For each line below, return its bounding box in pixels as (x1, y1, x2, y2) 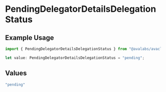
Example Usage (5, 33, 54, 42)
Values (5, 69, 27, 77)
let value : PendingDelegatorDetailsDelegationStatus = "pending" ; (5, 55, 145, 60)
